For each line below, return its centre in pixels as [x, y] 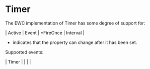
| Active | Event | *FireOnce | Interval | [45, 32]
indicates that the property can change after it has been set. [75, 42]
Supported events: [24, 52]
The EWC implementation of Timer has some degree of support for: [75, 23]
